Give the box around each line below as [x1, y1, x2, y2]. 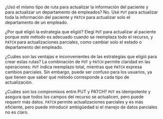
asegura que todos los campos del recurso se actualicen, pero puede [5, 94, 144, 100]
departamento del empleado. [5, 45, 63, 50]
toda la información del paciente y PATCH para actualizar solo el [5, 15, 130, 20]
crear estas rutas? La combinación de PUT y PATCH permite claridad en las [5, 59, 150, 64]
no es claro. [5, 109, 29, 115]
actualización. [5, 79, 33, 85]
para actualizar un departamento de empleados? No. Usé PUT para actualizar [5, 9, 158, 15]
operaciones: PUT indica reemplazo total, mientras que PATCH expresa [5, 64, 142, 70]
